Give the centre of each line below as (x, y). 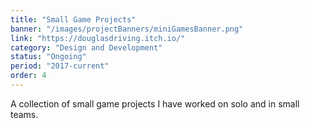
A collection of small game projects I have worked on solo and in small (155, 103)
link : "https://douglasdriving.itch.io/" (98, 38)
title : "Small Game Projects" (73, 19)
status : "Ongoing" (48, 57)
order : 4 (28, 76)
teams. (24, 114)
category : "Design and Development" (86, 47)
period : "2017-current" (60, 66)
